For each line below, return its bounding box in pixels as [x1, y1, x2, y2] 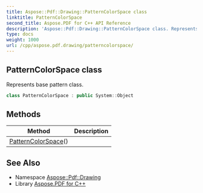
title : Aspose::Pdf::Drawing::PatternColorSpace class [6, 8, 147, 15]
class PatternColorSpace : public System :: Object [6, 92, 134, 98]
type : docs [6, 31, 34, 37]
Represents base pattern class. [6, 81, 83, 88]
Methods [6, 109, 41, 119]
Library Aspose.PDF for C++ [14, 180, 86, 188]
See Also [6, 157, 40, 168]
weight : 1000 [6, 37, 39, 43]
